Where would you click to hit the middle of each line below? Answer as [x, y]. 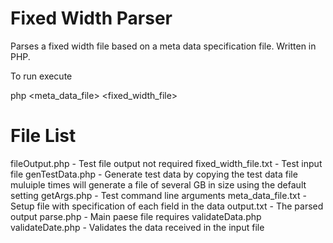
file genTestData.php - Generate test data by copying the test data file [154, 174]
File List [43, 136]
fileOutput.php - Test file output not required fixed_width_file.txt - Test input [166, 163]
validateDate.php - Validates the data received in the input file [137, 227]
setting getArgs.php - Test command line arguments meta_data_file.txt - [158, 195]
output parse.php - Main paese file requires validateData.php [136, 216]
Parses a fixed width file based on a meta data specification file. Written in [163, 46]
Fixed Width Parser [91, 18]
